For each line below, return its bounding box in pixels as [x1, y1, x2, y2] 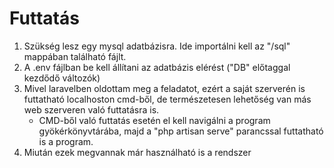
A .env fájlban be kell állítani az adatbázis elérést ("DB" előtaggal [23, 61, 291, 73]
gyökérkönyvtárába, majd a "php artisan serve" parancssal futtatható [38, 125, 324, 137]
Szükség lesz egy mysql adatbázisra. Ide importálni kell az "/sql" [23, 40, 291, 52]
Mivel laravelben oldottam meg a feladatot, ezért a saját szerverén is [23, 82, 306, 94]
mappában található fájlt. [23, 50, 127, 62]
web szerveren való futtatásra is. [23, 103, 160, 116]
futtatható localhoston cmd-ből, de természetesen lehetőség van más [23, 93, 312, 105]
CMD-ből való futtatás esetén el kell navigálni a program [38, 114, 271, 126]
